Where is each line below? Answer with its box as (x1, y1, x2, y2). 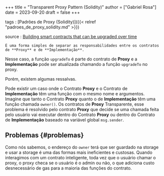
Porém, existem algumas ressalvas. (5, 76, 77, 82)
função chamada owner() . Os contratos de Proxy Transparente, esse (5, 101, 144, 107)
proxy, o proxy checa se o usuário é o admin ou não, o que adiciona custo (5, 160, 155, 166)
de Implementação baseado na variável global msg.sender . (5, 117, 124, 122)
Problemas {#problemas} (5, 131, 84, 140)
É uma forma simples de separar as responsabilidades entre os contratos (5, 43, 160, 48)
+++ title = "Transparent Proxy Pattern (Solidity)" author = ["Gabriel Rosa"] (5, 4, 157, 10)
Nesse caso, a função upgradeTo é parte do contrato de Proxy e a (5, 56, 137, 62)
